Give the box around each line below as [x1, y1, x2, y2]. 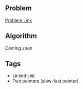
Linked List [12, 72, 35, 79]
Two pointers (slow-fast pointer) [12, 78, 79, 84]
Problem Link [5, 17, 32, 23]
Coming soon [5, 45, 33, 51]
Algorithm [5, 32, 37, 40]
